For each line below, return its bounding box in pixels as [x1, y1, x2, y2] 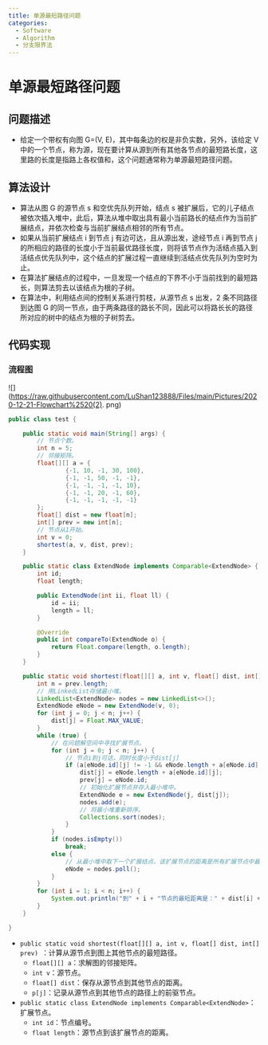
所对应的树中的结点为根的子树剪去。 [19, 312, 140, 322]
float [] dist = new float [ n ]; [37, 511, 137, 519]
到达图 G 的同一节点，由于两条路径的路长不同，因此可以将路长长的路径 [19, 302, 254, 312]
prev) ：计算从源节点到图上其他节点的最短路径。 [19, 948, 182, 957]
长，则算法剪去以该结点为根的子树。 [19, 282, 140, 292]
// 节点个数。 [37, 437, 78, 445]
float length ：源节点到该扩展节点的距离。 [31, 1027, 173, 1037]
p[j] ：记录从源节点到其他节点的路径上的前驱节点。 [31, 988, 201, 997]
